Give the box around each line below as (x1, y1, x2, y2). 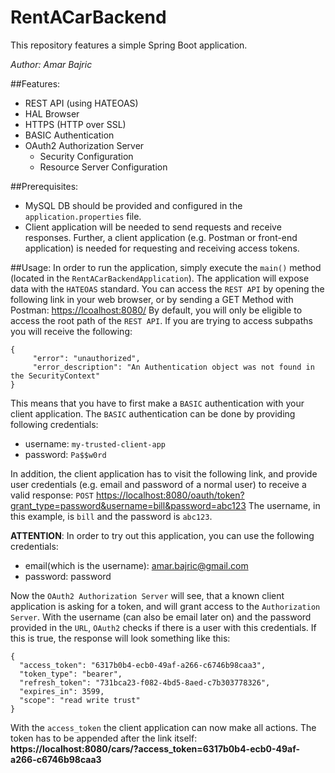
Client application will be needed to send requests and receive (24, 221, 282, 233)
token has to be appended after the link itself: (10, 732, 198, 744)
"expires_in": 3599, (19, 686, 105, 696)
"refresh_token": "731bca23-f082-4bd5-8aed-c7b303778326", (19, 677, 271, 688)
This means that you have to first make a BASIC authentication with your (10, 397, 305, 409)
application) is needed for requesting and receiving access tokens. (24, 242, 300, 254)
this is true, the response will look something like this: (10, 632, 231, 644)
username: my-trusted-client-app (24, 437, 166, 450)
